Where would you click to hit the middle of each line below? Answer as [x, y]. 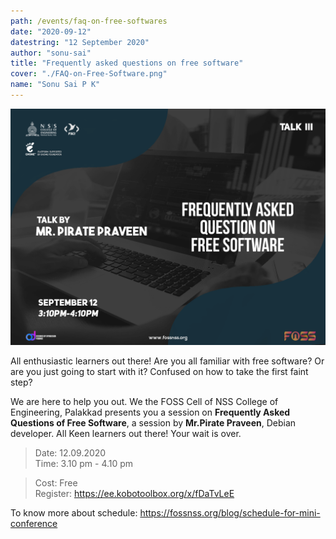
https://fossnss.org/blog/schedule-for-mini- [230, 512]
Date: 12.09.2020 [70, 452]
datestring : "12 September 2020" [80, 42]
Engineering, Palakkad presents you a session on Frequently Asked [150, 412]
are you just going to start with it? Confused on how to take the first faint [159, 371]
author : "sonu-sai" [51, 53]
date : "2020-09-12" [51, 31]
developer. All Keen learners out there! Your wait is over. [126, 433]
